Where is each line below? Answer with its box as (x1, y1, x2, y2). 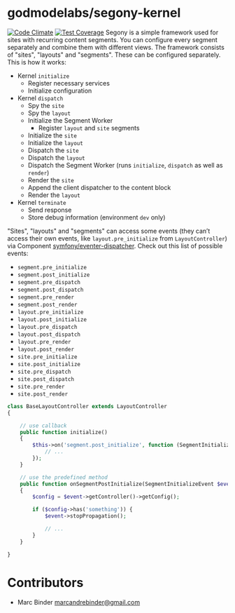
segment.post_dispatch (17, 286, 84, 293)
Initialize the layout (27, 138, 84, 147)
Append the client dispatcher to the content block (27, 183, 171, 191)
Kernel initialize (17, 72, 70, 80)
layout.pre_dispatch (17, 323, 78, 330)
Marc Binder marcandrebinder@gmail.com (17, 598, 141, 606)
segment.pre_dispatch (17, 278, 80, 285)
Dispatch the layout (27, 153, 85, 162)
